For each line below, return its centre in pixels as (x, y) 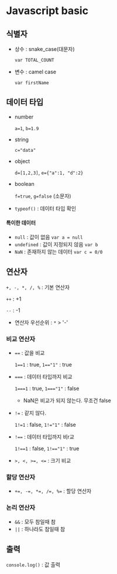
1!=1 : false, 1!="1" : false (45, 425)
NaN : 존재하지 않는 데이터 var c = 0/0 (58, 252)
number (24, 117)
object (22, 161)
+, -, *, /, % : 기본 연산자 (38, 287)
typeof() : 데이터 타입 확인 (45, 208)
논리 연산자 (21, 508)
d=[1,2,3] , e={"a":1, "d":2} (49, 172)
